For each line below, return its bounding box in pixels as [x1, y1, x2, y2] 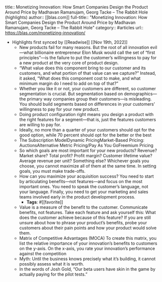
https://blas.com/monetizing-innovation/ [5, 30, 86, 35]
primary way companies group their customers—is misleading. [27, 96, 152, 101]
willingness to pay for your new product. [19, 106, 100, 112]
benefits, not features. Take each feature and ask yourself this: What [19, 210, 156, 215]
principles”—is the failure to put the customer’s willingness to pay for [19, 55, 157, 60]
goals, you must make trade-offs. [19, 168, 86, 174]
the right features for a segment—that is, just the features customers [19, 116, 156, 122]
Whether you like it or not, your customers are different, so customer [19, 86, 156, 91]
